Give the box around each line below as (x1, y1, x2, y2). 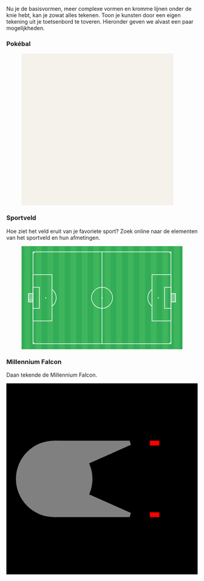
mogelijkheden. (6, 24, 45, 32)
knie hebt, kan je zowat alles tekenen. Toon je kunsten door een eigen (6, 12, 181, 19)
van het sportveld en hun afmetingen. (6, 233, 101, 241)
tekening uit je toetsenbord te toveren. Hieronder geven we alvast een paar (6, 18, 194, 25)
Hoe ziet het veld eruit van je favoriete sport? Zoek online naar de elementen (6, 227, 198, 235)
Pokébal (6, 39, 31, 48)
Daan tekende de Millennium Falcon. (6, 371, 98, 378)
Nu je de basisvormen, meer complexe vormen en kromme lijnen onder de (6, 5, 192, 12)
